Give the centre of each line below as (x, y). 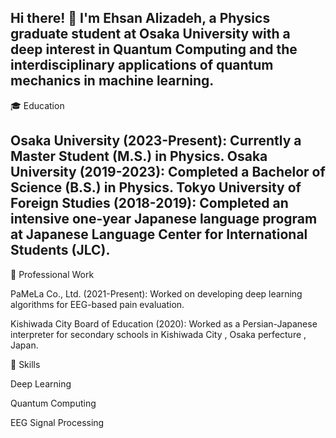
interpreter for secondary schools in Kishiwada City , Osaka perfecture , (158, 334)
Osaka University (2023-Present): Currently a (156, 141)
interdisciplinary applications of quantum (142, 65)
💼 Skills (25, 364)
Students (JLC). (60, 250)
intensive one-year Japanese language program (164, 219)
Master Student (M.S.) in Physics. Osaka (139, 156)
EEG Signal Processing (57, 422)
